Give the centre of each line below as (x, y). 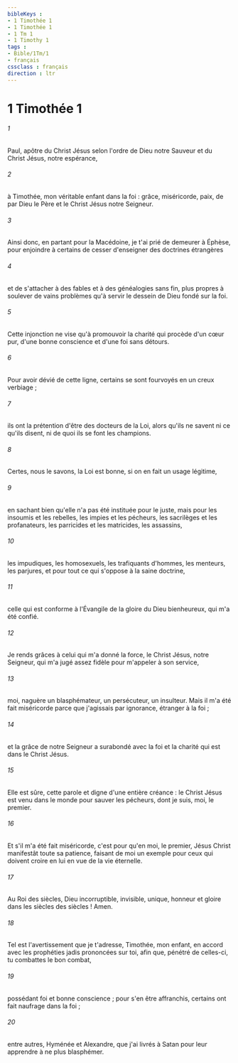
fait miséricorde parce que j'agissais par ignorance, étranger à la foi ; (108, 708)
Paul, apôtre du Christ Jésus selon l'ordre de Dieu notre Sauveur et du (110, 151)
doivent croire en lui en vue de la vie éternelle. (75, 860)
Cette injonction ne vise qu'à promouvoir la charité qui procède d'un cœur (116, 334)
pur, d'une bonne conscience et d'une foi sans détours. (88, 341)
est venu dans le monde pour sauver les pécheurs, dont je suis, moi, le (111, 799)
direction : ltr (31, 73)
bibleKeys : (25, 14)
